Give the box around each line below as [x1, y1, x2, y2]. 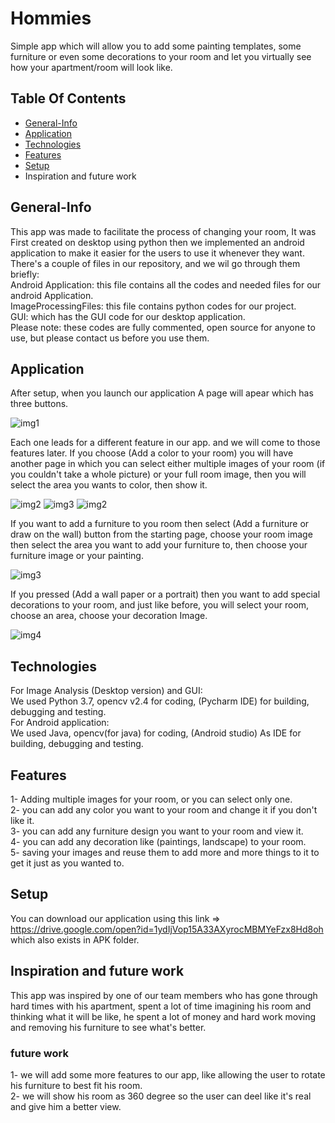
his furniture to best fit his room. [10, 1079, 143, 1091]
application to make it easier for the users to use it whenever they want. [10, 247, 305, 259]
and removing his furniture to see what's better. [10, 1021, 207, 1033]
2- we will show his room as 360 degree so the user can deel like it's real [10, 1090, 312, 1102]
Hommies [10, 7, 92, 30]
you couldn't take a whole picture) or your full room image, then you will [10, 468, 307, 481]
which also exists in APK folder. [10, 933, 140, 946]
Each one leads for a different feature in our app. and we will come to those [10, 437, 321, 449]
